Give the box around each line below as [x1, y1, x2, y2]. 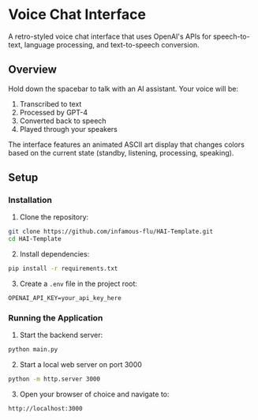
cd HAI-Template [8, 235, 62, 243]
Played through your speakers [19, 124, 118, 133]
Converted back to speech [19, 116, 107, 126]
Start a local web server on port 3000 [19, 360, 142, 369]
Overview [8, 63, 58, 77]
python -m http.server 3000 [8, 375, 101, 384]
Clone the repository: [19, 212, 89, 222]
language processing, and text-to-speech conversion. [24, 39, 200, 49]
